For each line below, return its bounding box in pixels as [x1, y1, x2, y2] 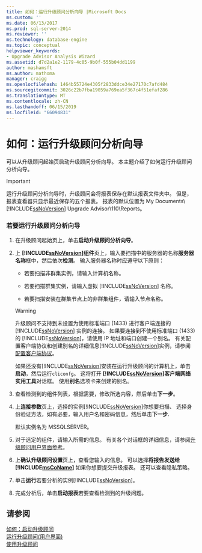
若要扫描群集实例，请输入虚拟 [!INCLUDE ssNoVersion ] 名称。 [23, 282, 176, 289]
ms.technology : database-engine [6, 37, 87, 43]
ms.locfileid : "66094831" [6, 109, 71, 115]
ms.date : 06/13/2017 [6, 20, 58, 26]
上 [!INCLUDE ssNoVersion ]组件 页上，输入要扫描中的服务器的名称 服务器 [14, 249, 194, 256]
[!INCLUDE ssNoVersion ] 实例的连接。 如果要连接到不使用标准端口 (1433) [14, 327, 195, 334]
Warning [14, 307, 36, 314]
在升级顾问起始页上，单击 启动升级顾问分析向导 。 [14, 236, 136, 243]
